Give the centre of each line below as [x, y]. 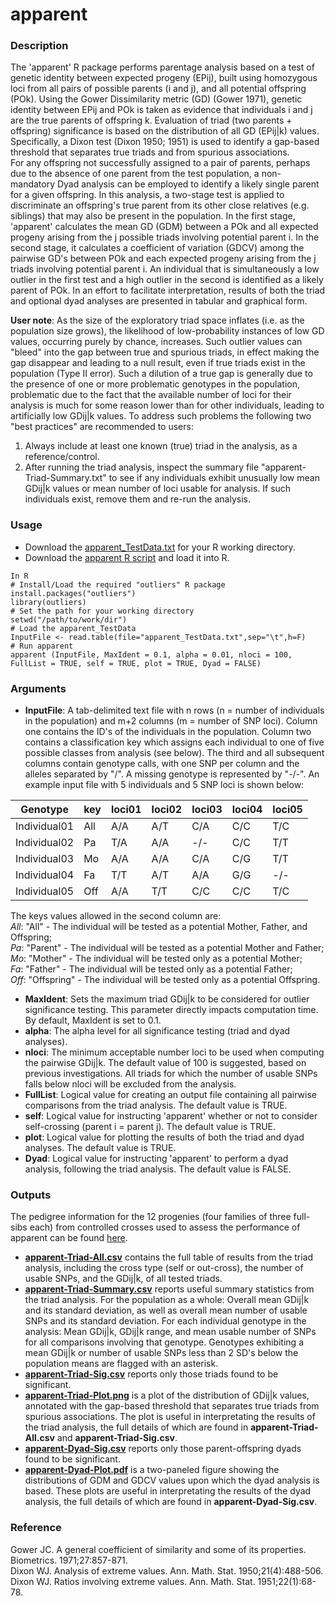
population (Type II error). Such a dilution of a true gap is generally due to [161, 374]
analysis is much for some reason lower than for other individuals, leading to [167, 405]
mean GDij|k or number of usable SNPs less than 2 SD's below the [161, 1353]
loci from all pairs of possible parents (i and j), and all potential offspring [158, 89]
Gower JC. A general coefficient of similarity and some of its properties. [158, 1549]
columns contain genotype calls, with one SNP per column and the [162, 764]
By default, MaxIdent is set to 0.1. [93, 1020]
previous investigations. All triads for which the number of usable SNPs [171, 1074]
